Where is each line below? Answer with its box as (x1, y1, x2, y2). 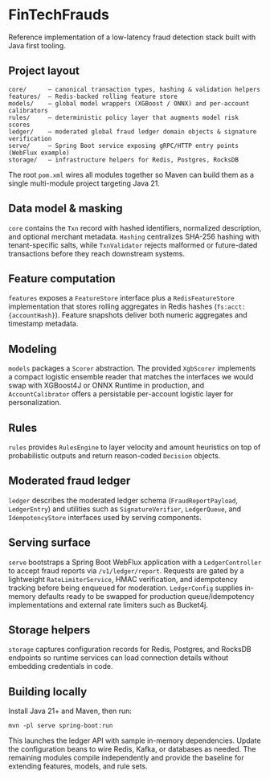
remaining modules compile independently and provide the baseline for (8, 753, 244, 763)
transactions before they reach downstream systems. (8, 248, 185, 258)
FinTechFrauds (8, 6, 110, 24)
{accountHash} (8, 312, 56, 320)
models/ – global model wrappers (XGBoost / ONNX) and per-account (8, 99, 250, 108)
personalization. (8, 398, 62, 408)
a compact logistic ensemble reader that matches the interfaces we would (8, 372, 254, 382)
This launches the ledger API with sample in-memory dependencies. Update (8, 736, 261, 745)
